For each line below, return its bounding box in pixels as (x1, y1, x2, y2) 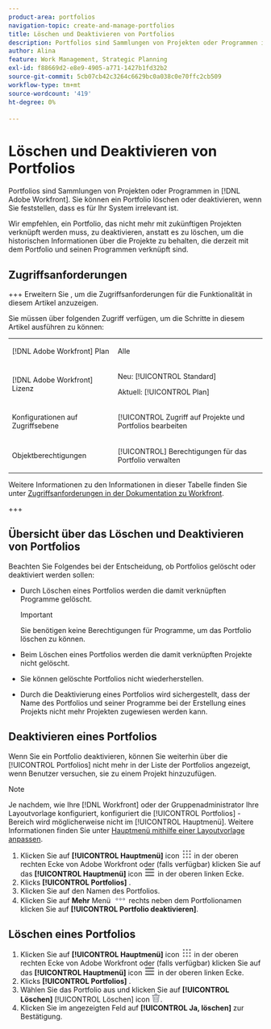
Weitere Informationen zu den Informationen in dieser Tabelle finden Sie (8, 480, 248, 490)
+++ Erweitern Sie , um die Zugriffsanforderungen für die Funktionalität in (8, 290, 252, 298)
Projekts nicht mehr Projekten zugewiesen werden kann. (19, 706, 208, 716)
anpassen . (8, 834, 43, 844)
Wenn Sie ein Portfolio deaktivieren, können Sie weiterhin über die (8, 751, 228, 761)
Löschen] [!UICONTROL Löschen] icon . (19, 994, 163, 1004)
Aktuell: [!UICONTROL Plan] (117, 387, 210, 397)
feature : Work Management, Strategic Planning (8, 56, 168, 64)
